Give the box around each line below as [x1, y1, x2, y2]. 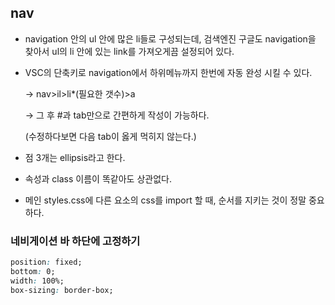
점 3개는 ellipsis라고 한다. [24, 151, 126, 163]
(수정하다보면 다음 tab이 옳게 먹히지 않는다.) [24, 130, 197, 142]
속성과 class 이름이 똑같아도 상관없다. [24, 172, 172, 185]
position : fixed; [10, 257, 83, 268]
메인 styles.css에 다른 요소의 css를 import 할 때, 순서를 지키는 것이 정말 [24, 194, 307, 206]
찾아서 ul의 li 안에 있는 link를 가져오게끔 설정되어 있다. [24, 45, 235, 57]
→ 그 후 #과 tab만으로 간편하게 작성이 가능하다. [24, 109, 210, 121]
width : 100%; [10, 276, 65, 286]
